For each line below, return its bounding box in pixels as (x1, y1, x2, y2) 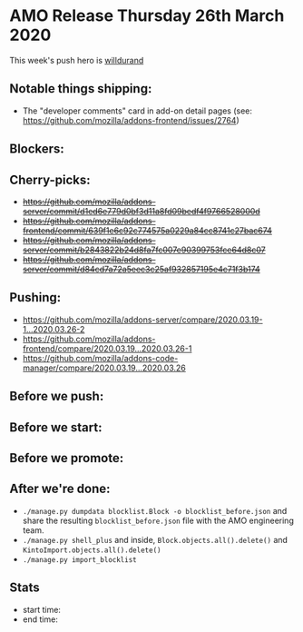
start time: (22, 604, 62, 615)
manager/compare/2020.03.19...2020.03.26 (22, 362, 186, 373)
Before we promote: (9, 450, 124, 466)
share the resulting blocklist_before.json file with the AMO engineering (22, 515, 295, 526)
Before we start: (9, 420, 103, 435)
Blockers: (9, 142, 65, 157)
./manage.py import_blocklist (22, 555, 138, 564)
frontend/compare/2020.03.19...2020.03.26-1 (22, 342, 192, 354)
